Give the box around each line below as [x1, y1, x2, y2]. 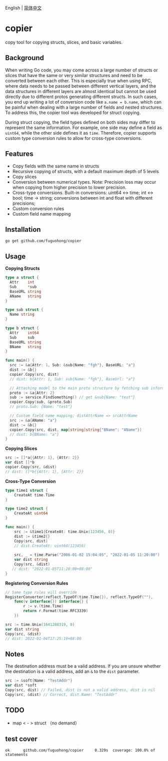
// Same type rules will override [5, 590, 77, 595]
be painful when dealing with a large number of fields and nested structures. [5, 104, 163, 110]
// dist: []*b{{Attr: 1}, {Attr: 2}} [5, 469, 84, 474]
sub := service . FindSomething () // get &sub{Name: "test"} [9, 395, 135, 400]
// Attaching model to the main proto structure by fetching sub [9, 385, 149, 391]
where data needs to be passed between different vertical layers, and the [5, 83, 156, 89]
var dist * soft [5, 683, 37, 688]
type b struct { [5, 326, 39, 331]
